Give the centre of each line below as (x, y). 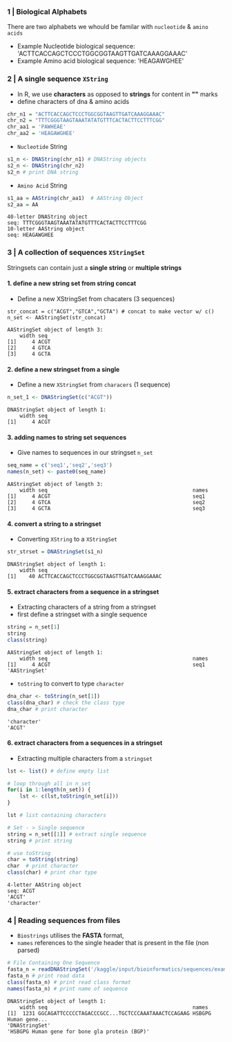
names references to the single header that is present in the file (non (113, 943)
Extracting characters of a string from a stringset (87, 607)
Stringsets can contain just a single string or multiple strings (94, 267)
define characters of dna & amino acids (73, 101)
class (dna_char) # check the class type (66, 703)
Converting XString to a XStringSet (67, 539)
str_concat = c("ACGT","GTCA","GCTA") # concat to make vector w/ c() (111, 312)
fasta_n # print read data (46, 976)
